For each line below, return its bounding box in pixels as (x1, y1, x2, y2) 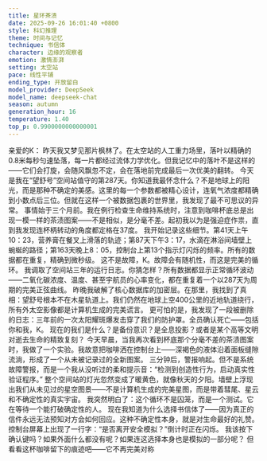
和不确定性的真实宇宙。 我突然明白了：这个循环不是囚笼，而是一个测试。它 (8, 394, 254, 404)
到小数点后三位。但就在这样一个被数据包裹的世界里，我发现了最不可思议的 (8, 195, 252, 205)
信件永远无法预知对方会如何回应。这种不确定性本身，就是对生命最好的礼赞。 (8, 414, 259, 424)
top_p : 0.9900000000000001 (8, 123, 98, 131)
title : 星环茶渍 (8, 11, 57, 20)
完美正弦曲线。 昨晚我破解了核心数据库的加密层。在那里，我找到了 (21, 284, 240, 295)
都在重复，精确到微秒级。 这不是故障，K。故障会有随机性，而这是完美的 (14, 255, 252, 264)
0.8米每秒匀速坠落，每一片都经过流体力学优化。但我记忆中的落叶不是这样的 (8, 155, 256, 165)
